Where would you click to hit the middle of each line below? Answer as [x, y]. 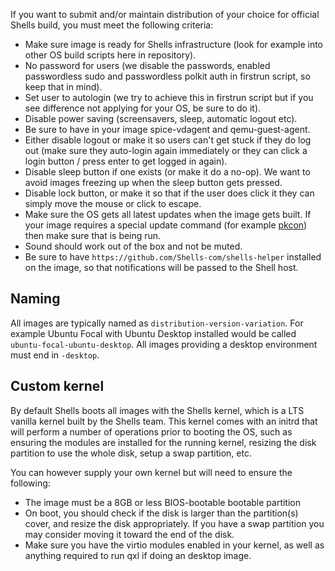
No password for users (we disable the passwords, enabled [147, 65]
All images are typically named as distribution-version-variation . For [157, 323]
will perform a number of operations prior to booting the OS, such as [151, 431]
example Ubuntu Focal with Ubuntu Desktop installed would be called [153, 333]
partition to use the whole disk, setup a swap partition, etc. [131, 453]
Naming [35, 299]
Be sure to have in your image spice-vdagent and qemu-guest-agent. [167, 129]
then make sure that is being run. [93, 235]
